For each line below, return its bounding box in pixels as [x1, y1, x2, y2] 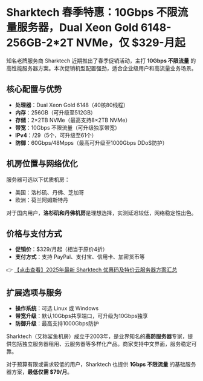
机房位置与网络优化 [6, 159, 78, 169]
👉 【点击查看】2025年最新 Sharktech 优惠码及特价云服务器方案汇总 [6, 266, 178, 273]
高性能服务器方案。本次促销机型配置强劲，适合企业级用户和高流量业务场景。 [6, 64, 197, 71]
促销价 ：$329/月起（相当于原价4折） [14, 246, 108, 253]
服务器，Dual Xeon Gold [17, 21, 139, 35]
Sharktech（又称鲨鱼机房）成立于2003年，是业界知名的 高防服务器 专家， [6, 333, 188, 340]
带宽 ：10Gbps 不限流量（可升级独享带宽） [14, 124, 121, 131]
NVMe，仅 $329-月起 [76, 36, 185, 50]
